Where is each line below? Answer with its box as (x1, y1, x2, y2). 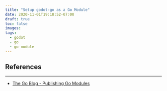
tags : (5, 30, 16, 35)
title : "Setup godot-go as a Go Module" (5, 7, 90, 12)
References (5, 63, 42, 71)
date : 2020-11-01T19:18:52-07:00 (5, 12, 75, 17)
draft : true (5, 16, 30, 21)
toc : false (5, 21, 28, 26)
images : (5, 26, 21, 31)
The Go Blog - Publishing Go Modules (12, 81, 90, 87)
